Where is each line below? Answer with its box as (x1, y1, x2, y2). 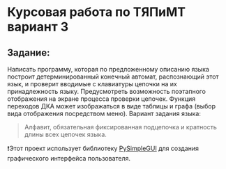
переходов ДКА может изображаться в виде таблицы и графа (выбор (7, 102, 216, 110)
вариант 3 (7, 19, 69, 35)
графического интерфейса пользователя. (7, 154, 131, 162)
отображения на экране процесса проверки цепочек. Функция (7, 95, 196, 103)
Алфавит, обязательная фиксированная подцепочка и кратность (24, 123, 218, 131)
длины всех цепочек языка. (24, 130, 107, 138)
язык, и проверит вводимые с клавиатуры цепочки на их (7, 80, 178, 88)
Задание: (7, 47, 50, 58)
